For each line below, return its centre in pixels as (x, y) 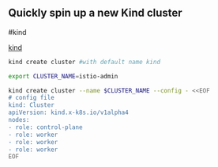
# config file (32, 98)
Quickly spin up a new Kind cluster (96, 13)
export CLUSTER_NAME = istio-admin (63, 76)
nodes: (19, 120)
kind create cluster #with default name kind (84, 62)
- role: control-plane (45, 127)
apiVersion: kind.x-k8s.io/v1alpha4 (68, 113)
